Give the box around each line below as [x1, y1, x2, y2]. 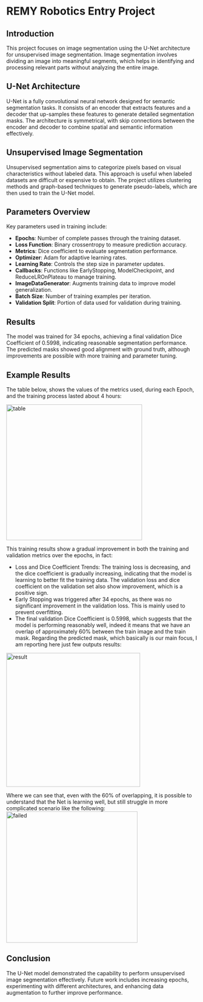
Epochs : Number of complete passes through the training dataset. [15, 235, 181, 242]
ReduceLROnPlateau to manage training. [15, 273, 117, 280]
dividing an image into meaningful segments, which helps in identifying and [6, 58, 195, 64]
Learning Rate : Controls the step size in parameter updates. [15, 260, 165, 268]
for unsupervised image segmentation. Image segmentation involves [6, 51, 178, 58]
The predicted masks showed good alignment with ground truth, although [6, 346, 190, 353]
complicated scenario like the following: [6, 805, 105, 812]
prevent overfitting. [15, 609, 64, 616]
